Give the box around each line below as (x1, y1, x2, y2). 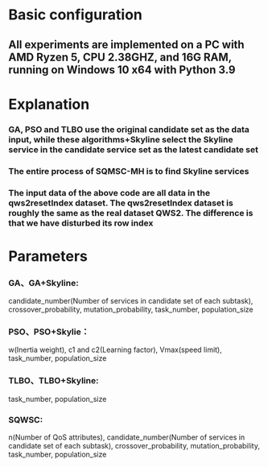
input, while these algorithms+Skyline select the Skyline (8, 134, 233, 145)
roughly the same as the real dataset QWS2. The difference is (8, 207, 254, 218)
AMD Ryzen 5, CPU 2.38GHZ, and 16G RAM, (8, 50, 232, 64)
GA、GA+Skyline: (8, 277, 79, 288)
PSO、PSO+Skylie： (8, 326, 90, 337)
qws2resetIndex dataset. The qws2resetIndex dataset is (8, 197, 233, 209)
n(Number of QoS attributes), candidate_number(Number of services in (8, 432, 245, 442)
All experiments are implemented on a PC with (8, 38, 245, 52)
